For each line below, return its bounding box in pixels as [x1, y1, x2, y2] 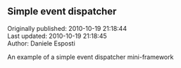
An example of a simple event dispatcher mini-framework [7, 53, 174, 61]
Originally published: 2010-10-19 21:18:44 [7, 24, 127, 32]
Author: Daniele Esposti [7, 39, 75, 48]
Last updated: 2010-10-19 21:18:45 [7, 32, 107, 40]
